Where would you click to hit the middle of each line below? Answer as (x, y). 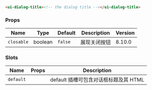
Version (125, 33)
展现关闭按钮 (96, 42)
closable (18, 42)
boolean (43, 42)
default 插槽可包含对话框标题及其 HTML (97, 80)
